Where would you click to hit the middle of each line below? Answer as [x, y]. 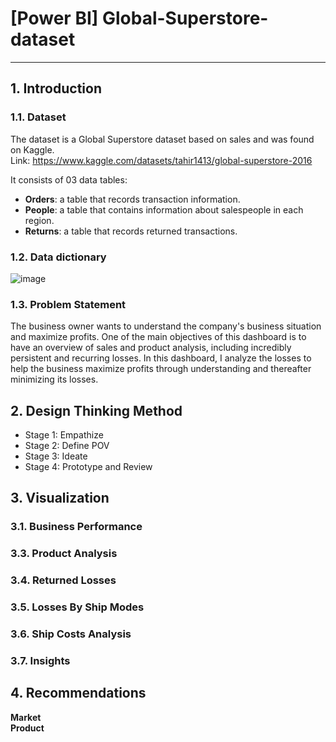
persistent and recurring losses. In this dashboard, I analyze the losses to [161, 358]
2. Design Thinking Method [96, 410]
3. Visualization [60, 498]
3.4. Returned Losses [63, 580]
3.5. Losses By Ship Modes [77, 607]
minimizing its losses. [54, 379]
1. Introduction [56, 88]
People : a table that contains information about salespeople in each [164, 209]
